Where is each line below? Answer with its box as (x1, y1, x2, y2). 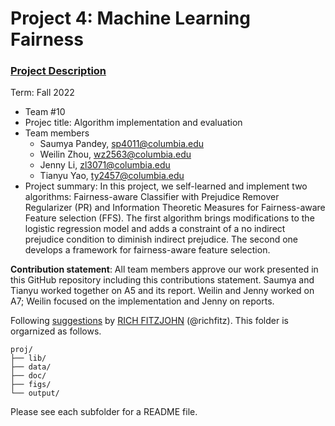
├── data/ (10, 362, 52, 372)
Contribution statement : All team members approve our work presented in (10, 263, 319, 276)
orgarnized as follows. (10, 325, 102, 337)
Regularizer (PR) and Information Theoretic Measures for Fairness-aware (24, 202, 326, 214)
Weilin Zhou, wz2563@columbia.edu (39, 148, 192, 161)
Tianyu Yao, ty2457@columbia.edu (39, 170, 185, 182)
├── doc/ (10, 371, 47, 381)
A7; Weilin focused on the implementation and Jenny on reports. (10, 295, 275, 307)
